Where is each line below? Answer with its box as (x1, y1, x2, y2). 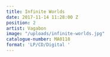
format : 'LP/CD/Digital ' (6, 42, 70, 48)
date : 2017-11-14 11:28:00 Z (6, 14, 78, 20)
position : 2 (6, 20, 36, 26)
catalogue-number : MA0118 (6, 36, 70, 42)
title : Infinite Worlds (6, 8, 65, 15)
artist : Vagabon (6, 25, 46, 31)
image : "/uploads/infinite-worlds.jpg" (6, 31, 105, 37)
